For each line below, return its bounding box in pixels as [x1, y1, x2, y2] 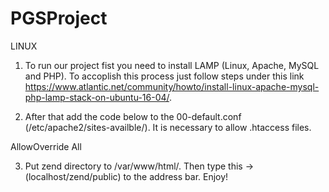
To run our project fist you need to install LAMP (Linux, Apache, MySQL [24, 59, 320, 71]
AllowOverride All [10, 140, 82, 152]
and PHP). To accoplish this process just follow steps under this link [24, 70, 305, 82]
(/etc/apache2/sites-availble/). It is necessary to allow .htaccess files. [24, 121, 312, 133]
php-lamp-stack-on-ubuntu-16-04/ [24, 91, 170, 103]
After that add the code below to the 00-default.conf [24, 110, 242, 122]
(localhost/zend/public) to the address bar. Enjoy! [24, 170, 229, 182]
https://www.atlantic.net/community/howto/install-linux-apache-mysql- [24, 80, 320, 92]
